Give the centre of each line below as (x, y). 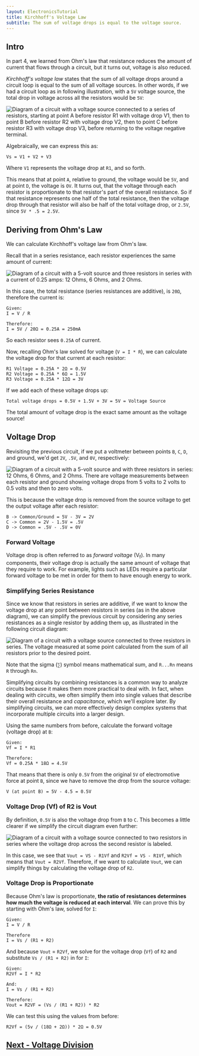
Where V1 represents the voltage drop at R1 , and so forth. (76, 168)
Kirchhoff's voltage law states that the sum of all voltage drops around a (94, 79)
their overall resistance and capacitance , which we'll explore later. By (91, 701)
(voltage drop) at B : (29, 732)
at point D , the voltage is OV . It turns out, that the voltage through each (91, 186)
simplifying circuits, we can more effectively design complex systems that (97, 708)
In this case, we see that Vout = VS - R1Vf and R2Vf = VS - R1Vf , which (94, 855)
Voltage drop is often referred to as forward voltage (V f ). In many (86, 556)
